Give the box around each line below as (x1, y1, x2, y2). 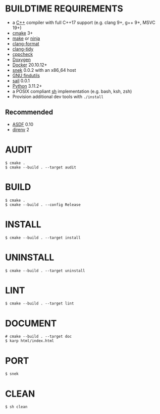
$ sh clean (5, 405, 28, 410)
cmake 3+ (12, 30, 33, 36)
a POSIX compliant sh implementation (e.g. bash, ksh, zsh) (12, 88, 132, 94)
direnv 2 (12, 127, 30, 133)
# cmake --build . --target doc (5, 334, 72, 339)
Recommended (5, 108, 53, 117)
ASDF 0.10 (12, 121, 34, 127)
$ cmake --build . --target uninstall (5, 268, 85, 273)
